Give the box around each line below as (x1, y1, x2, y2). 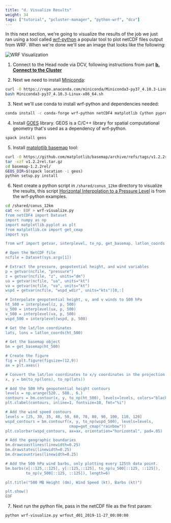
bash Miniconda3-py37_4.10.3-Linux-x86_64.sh (5, 91, 103, 97)
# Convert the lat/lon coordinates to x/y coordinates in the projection (5, 372, 165, 377)
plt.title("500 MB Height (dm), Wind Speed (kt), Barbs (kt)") (5, 480, 142, 485)
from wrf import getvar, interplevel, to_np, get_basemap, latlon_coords (5, 241, 165, 246)
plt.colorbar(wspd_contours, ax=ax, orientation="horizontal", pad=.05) (5, 429, 163, 434)
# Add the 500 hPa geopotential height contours (5, 386, 110, 391)
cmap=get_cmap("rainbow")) (69, 423, 126, 429)
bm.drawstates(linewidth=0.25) (5, 447, 72, 453)
